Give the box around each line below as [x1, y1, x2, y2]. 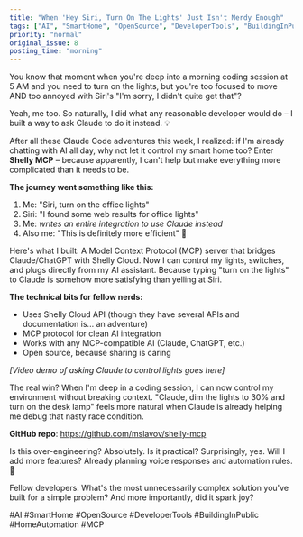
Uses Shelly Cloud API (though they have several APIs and [22, 309, 240, 320]
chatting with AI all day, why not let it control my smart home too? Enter [9, 145, 274, 156]
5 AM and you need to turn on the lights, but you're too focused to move [9, 81, 278, 92]
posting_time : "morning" [9, 47, 103, 56]
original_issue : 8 [9, 38, 78, 48]
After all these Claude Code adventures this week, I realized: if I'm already [9, 136, 285, 147]
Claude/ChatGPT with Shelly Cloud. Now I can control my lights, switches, [9, 255, 285, 266]
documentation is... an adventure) [22, 319, 149, 330]
